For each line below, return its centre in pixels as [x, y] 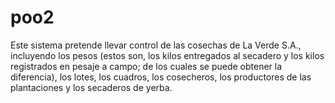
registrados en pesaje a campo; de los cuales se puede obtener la [146, 66]
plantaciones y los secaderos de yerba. [91, 87]
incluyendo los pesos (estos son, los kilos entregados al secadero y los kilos [167, 55]
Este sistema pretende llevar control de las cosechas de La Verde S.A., [156, 45]
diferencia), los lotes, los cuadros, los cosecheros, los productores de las [161, 77]
